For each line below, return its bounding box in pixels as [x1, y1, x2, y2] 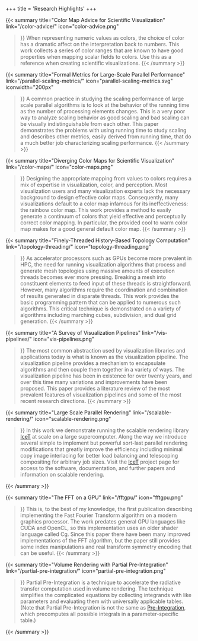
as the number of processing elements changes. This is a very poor [20, 108, 186, 115]
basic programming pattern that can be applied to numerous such [20, 299, 181, 306]
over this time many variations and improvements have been [20, 379, 168, 385]
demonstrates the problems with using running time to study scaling [20, 127, 187, 134]
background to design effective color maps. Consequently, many [20, 194, 178, 201]
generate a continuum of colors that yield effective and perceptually [20, 213, 186, 220]
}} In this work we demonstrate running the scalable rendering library [20, 427, 189, 434]
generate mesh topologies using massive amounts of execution [20, 267, 175, 274]
